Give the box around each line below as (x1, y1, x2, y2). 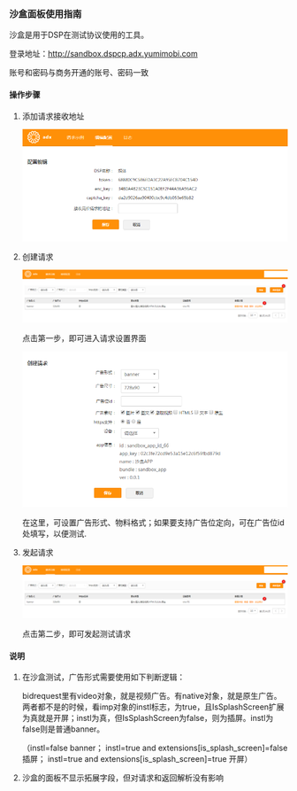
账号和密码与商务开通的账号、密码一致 (9, 67, 148, 78)
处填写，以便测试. (21, 528, 87, 539)
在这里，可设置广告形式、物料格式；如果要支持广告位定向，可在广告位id (21, 516, 285, 528)
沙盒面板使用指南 (9, 7, 82, 19)
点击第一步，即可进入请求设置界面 (21, 333, 147, 344)
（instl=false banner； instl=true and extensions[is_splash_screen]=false (21, 742, 288, 754)
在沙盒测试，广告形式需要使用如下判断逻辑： (21, 671, 186, 683)
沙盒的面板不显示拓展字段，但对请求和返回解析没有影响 (21, 772, 224, 783)
